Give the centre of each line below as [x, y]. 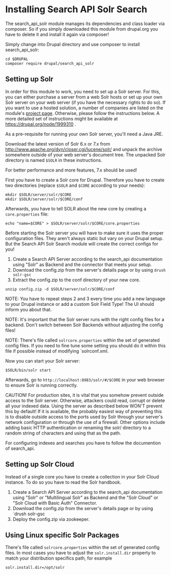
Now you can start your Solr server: [42, 361]
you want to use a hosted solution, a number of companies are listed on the [84, 108]
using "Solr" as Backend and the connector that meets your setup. [82, 265]
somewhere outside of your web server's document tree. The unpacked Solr [85, 155]
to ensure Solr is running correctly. [41, 385]
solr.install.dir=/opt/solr [35, 568]
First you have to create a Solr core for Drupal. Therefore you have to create [85, 180]
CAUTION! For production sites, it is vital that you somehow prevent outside [84, 395]
